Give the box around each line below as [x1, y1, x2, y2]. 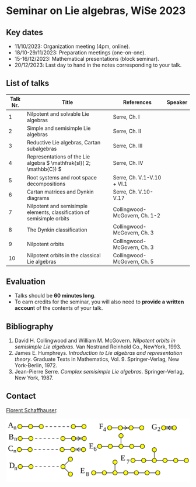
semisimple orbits [27, 215, 69, 222]
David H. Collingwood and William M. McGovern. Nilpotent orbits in [14, 337, 176, 344]
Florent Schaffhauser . [6, 406, 58, 413]
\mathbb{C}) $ [27, 165, 62, 173]
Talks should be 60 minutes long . [14, 292, 96, 299]
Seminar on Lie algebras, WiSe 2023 [6, 4, 186, 18]
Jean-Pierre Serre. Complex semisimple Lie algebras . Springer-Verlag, [14, 368, 184, 375]
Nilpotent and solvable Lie [27, 110, 89, 118]
